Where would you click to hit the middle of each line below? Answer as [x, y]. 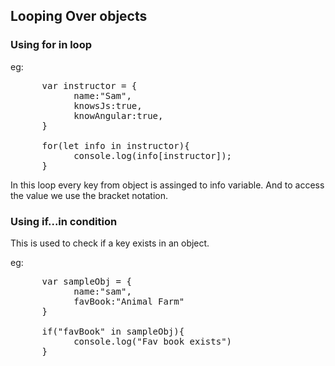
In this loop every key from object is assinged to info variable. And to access [167, 185]
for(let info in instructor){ [115, 145]
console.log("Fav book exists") [153, 341]
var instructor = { [89, 85]
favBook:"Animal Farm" [129, 301]
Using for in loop [51, 45]
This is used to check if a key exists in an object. [110, 243]
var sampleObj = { [86, 281]
